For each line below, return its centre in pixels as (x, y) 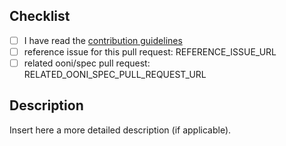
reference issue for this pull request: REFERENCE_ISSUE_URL (150, 51)
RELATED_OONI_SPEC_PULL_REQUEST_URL (115, 74)
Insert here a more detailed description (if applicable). (120, 130)
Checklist (40, 16)
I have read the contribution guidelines (103, 40)
